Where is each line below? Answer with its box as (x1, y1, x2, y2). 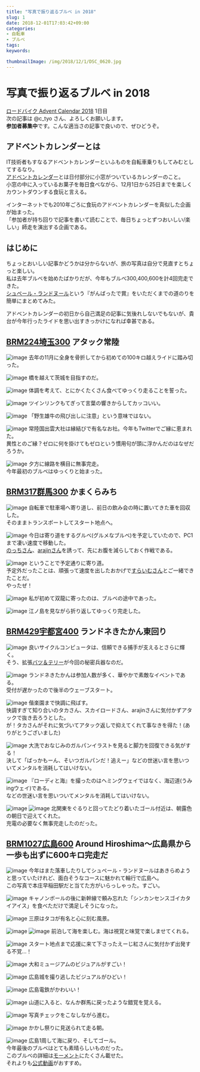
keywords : (6, 48, 31, 54)
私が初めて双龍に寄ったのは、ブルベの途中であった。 (29, 594, 160, 602)
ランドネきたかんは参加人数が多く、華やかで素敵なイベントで (29, 671, 181, 678)
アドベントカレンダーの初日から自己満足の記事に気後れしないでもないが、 (6, 310, 189, 318)
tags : (6, 43, 20, 49)
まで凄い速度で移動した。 (6, 539, 69, 546)
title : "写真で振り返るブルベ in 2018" (6, 8, 97, 15)
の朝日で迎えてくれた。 (6, 812, 64, 819)
